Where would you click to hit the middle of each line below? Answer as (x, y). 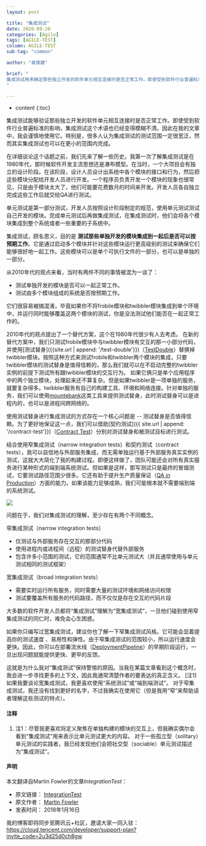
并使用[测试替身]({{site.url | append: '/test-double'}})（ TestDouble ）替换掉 (101, 349)
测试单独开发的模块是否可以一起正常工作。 (69, 285)
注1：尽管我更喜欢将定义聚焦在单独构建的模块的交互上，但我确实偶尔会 (105, 728)
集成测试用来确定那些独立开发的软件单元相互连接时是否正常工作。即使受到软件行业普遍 (100, 79)
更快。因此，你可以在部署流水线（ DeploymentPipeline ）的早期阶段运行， (99, 647)
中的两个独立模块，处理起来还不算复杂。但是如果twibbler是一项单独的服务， (103, 380)
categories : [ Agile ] (33, 34)
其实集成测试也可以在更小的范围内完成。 (63, 143)
